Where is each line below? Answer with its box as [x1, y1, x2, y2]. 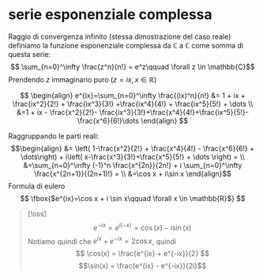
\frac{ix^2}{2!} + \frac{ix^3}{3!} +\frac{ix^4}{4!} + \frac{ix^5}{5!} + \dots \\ [12, 99, 254, 109]
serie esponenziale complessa [8, 6, 213, 24]
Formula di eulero [8, 181, 66, 191]
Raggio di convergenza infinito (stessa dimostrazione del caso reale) [8, 32, 231, 41]
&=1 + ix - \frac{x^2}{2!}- [17, 107, 98, 116]
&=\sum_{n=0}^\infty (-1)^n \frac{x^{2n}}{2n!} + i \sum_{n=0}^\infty [23, 160, 242, 169]
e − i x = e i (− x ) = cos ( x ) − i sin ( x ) [93, 221, 192, 232]
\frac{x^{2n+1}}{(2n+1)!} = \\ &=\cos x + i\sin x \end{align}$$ [34, 169, 231, 178]
